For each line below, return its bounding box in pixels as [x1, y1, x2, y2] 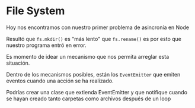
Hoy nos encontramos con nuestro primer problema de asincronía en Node [6, 24, 190, 31]
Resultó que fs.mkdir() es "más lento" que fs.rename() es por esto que [6, 35, 182, 42]
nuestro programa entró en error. [6, 42, 87, 49]
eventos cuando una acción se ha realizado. [6, 77, 114, 84]
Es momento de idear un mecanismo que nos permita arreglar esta [6, 53, 170, 60]
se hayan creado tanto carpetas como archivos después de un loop [6, 95, 171, 102]
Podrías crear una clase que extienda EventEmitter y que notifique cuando [6, 88, 188, 96]
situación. [6, 59, 30, 66]
